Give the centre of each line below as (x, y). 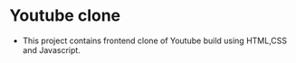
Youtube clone (65, 16)
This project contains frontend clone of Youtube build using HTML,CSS (155, 40)
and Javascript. (52, 49)
